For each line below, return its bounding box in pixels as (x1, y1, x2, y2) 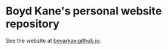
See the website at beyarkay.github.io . (5, 37, 101, 44)
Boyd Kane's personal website (5, 4, 162, 18)
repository (5, 17, 60, 31)
